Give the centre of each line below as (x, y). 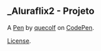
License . (19, 41)
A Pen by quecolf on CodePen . (51, 27)
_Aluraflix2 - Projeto (51, 11)
